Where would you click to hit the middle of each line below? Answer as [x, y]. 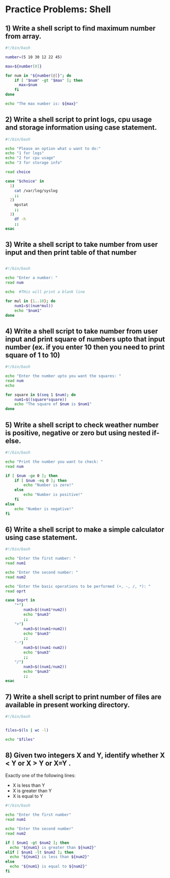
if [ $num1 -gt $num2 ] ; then [37, 843]
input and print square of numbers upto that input [85, 339]
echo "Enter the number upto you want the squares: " [63, 376]
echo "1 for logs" [25, 153]
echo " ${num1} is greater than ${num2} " [53, 847]
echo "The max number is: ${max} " [42, 104]
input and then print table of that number [71, 252]
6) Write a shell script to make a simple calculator [85, 529]
